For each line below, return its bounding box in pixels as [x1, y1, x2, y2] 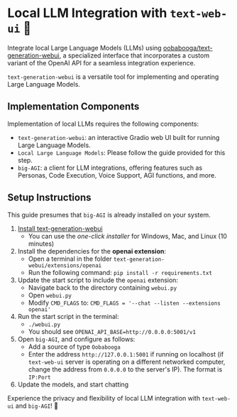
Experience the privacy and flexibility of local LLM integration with [7, 394, 201, 402]
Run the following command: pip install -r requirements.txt [28, 268, 213, 276]
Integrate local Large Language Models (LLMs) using [7, 43, 162, 52]
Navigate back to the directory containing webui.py [28, 283, 177, 292]
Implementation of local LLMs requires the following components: [7, 119, 199, 128]
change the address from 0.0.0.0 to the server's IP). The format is [28, 364, 223, 374]
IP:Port [28, 374, 51, 381]
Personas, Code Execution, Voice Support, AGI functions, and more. [17, 170, 216, 179]
